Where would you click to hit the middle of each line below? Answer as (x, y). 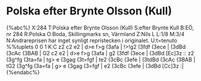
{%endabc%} (23, 72)
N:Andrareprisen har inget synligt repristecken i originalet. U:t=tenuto (92, 40)
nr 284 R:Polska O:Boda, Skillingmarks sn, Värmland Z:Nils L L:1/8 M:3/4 (95, 34)
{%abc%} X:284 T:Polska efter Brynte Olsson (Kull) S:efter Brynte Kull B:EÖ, (100, 28)
